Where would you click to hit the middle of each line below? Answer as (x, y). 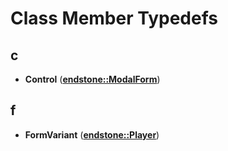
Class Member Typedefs (114, 18)
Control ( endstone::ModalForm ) (92, 79)
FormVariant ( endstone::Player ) (92, 134)
